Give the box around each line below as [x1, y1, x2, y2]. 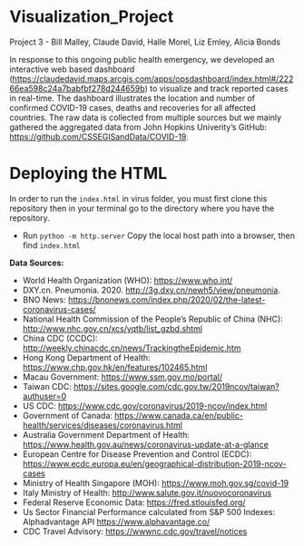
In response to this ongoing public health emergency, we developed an [9, 54, 275, 65]
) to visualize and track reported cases [144, 83, 289, 94]
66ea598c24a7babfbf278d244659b [9, 83, 145, 94]
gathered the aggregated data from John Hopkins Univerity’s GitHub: [9, 121, 268, 133]
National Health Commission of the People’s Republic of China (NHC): [22, 313, 283, 324]
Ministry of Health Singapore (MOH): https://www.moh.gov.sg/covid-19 [22, 477, 289, 488]
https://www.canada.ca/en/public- [114, 410, 243, 421]
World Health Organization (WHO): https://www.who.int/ [22, 274, 233, 285]
